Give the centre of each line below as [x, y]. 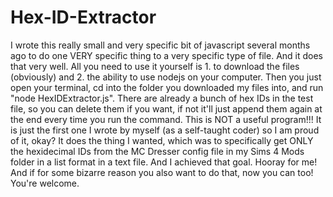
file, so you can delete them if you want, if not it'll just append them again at [166, 108]
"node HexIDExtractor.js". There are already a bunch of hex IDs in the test [162, 98]
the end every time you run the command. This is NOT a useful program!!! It [166, 119]
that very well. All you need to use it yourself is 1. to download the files [155, 66]
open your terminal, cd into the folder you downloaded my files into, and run [167, 87]
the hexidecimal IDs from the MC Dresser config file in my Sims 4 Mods [157, 151]
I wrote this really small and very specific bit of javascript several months [160, 45]
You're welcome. [45, 183]
